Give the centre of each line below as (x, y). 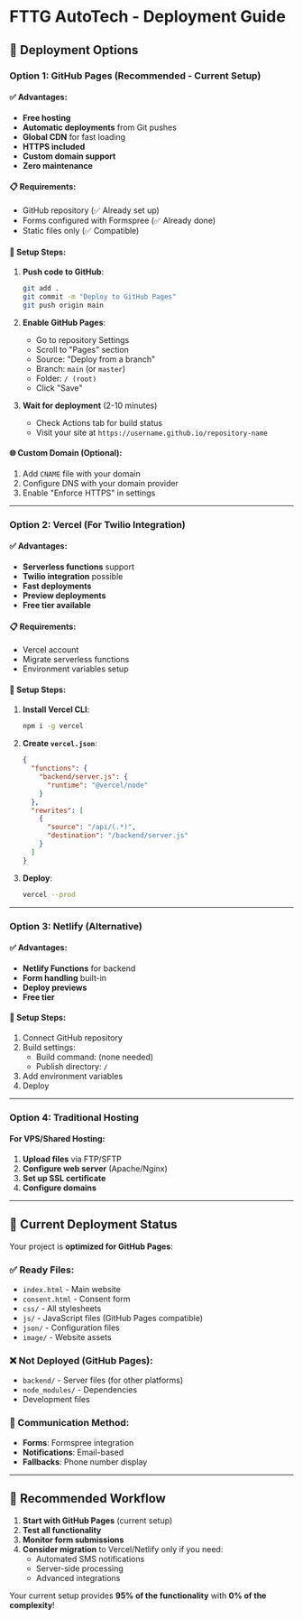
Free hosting (46, 117)
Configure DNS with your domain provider (100, 483)
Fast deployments (57, 586)
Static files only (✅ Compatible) (81, 230)
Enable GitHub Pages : (64, 322)
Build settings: (49, 1047)
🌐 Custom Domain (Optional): (66, 453)
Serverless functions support (78, 567)
